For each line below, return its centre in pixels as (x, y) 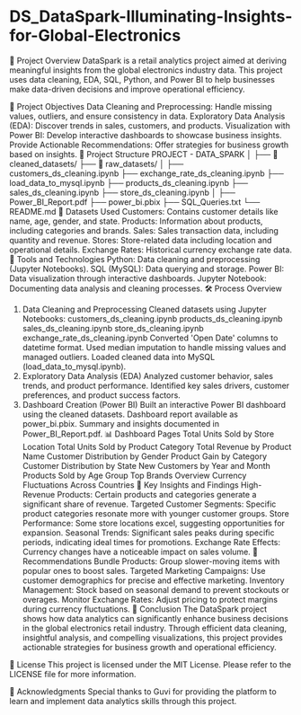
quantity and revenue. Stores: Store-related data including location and (141, 240)
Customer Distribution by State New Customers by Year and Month (146, 465)
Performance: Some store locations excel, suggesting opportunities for (154, 523)
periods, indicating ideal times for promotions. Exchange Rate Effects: (151, 542)
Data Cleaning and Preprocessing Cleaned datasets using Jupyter (144, 309)
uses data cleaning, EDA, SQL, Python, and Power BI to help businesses (142, 79)
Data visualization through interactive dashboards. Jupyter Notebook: (138, 278)
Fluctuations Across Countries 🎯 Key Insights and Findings (131, 485)
